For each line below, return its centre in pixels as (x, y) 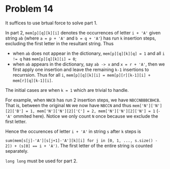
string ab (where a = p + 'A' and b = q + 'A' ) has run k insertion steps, (81, 38)
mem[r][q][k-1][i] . (33, 80)
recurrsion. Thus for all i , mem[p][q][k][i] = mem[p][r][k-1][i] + (81, 75)
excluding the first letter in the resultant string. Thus (60, 43)
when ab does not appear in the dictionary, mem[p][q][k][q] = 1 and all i (89, 53)
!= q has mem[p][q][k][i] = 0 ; (45, 58)
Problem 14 (29, 9)
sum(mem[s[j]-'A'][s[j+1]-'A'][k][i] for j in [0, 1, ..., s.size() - (81, 141)
